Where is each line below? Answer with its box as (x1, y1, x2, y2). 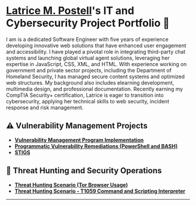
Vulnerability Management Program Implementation (14, 136, 144, 144)
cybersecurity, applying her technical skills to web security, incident (6, 97, 169, 104)
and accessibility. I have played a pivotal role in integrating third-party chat (6, 48, 185, 55)
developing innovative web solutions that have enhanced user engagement (6, 42, 187, 49)
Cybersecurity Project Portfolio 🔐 (6, 16, 170, 30)
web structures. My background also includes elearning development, (6, 79, 174, 86)
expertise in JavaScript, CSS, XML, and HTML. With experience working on (6, 60, 187, 68)
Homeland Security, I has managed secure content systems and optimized (6, 73, 185, 80)
